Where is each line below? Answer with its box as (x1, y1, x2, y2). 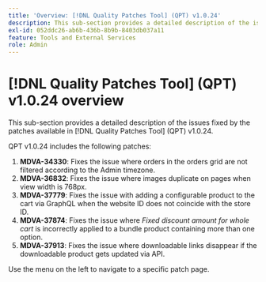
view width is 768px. (19, 182, 87, 192)
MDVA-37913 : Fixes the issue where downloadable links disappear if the (19, 241, 257, 250)
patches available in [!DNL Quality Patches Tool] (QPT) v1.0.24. (8, 126, 214, 136)
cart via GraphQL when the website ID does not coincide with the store (19, 199, 251, 209)
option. (19, 232, 44, 242)
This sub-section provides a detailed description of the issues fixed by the (8, 118, 251, 127)
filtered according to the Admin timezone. (19, 165, 156, 175)
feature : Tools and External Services (8, 33, 136, 42)
